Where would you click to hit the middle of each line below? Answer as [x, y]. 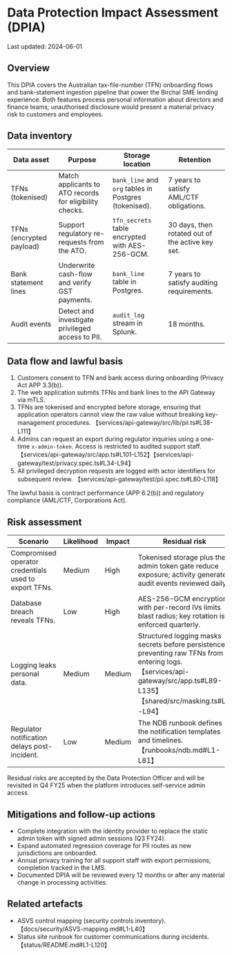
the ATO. [72, 250]
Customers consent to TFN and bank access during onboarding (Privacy [120, 378]
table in [125, 282]
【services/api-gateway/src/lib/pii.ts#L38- [153, 423]
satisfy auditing [193, 282]
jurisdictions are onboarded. [57, 853]
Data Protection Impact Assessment [113, 13]
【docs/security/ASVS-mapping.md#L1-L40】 [83, 929]
